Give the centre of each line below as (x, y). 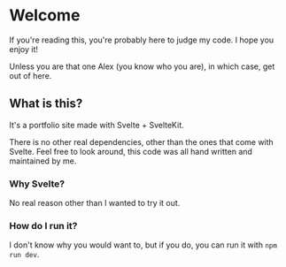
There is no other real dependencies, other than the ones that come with (142, 141)
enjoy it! (23, 49)
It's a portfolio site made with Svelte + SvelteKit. (97, 125)
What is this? (46, 104)
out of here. (31, 75)
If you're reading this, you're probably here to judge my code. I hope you (142, 40)
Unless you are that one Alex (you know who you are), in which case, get (142, 66)
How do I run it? (43, 225)
